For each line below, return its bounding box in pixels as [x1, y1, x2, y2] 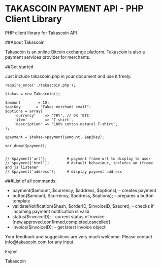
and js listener [5, 165, 38, 170]
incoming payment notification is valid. [12, 208, 91, 214]
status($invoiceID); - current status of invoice [12, 213, 105, 220]
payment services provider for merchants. [5, 54, 91, 60]
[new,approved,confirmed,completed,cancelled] [12, 219, 110, 225]
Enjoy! [5, 248, 18, 254]
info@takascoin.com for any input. [5, 239, 75, 245]
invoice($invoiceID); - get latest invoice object [12, 224, 106, 230]
